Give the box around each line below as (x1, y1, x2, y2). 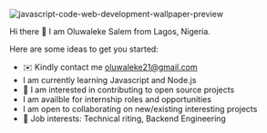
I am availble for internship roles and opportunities (22, 94, 212, 104)
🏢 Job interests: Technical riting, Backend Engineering (22, 113, 226, 124)
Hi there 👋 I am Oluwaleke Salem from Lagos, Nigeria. (9, 26, 211, 36)
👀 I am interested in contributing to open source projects (22, 84, 235, 95)
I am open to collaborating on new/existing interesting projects (22, 104, 258, 114)
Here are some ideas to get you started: (9, 43, 159, 54)
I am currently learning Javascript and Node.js (22, 75, 197, 85)
